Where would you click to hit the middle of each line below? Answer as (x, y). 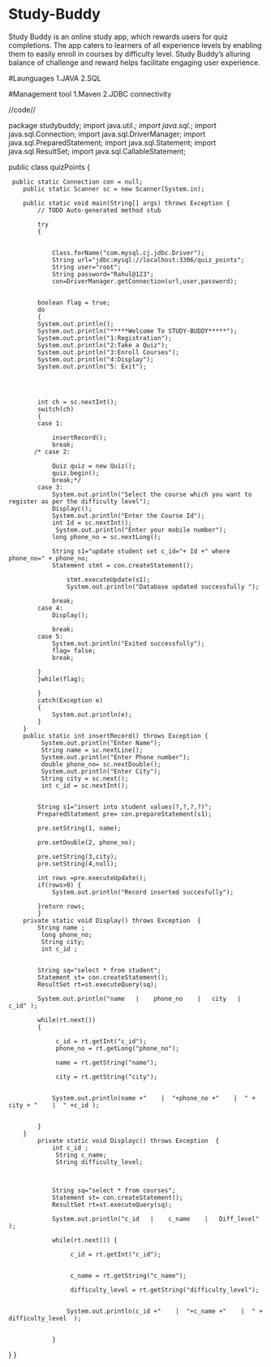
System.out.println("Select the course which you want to (152, 494)
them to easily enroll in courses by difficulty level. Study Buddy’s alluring (129, 54)
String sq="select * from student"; (99, 970)
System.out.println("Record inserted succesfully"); (142, 892)
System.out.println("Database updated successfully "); (163, 586)
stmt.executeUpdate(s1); (108, 580)
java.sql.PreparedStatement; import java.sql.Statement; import (112, 142)
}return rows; (61, 906)
